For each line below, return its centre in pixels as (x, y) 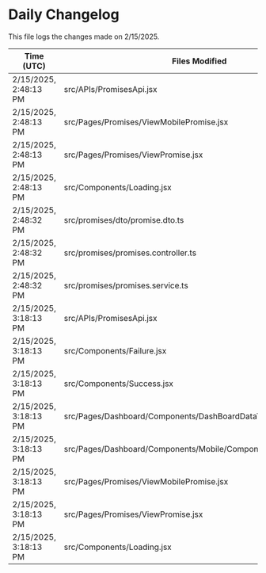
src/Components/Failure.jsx (115, 350)
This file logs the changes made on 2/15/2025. (84, 36)
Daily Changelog (64, 15)
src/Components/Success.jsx (119, 384)
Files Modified (199, 61)
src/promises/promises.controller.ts (130, 253)
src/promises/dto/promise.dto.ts (124, 220)
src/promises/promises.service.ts (126, 285)
